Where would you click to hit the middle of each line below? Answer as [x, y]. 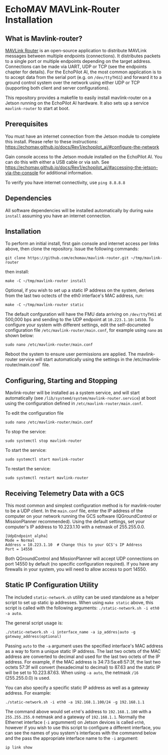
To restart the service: [28, 469]
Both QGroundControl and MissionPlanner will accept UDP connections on [82, 558]
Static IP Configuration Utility [52, 585]
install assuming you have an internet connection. [58, 216]
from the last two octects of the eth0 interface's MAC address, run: [74, 296]
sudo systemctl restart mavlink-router [47, 478]
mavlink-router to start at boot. [38, 108]
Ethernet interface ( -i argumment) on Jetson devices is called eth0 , [75, 722]
